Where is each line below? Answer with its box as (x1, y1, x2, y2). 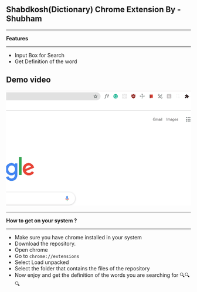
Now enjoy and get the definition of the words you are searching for (14, 272, 179, 279)
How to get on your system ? (6, 217, 77, 224)
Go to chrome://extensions (14, 252, 80, 259)
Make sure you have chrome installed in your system (14, 233, 142, 241)
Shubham (6, 14, 42, 24)
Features (6, 35, 28, 42)
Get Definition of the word (14, 58, 77, 65)
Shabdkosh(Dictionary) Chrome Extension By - (6, 5, 181, 15)
